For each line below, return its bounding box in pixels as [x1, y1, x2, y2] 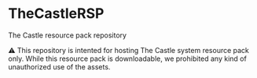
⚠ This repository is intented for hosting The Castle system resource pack [8, 45, 250, 55]
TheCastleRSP [8, 5, 105, 23]
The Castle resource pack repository [8, 30, 127, 40]
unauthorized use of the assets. [8, 62, 111, 71]
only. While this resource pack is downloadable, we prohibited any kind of [8, 54, 248, 63]
